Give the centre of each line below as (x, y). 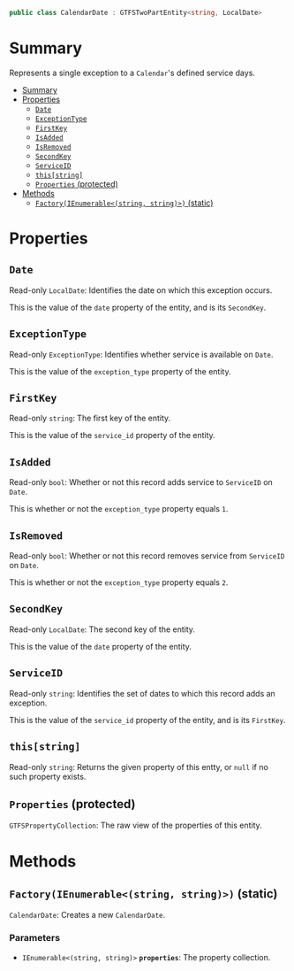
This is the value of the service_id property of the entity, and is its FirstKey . (147, 720)
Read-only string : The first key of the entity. (90, 418)
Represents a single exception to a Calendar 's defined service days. (132, 73)
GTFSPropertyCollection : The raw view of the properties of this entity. (136, 825)
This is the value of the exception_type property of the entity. (120, 371)
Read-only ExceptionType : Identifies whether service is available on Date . (141, 354)
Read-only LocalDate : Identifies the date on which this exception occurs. (141, 290)
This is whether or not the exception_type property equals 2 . (119, 582)
